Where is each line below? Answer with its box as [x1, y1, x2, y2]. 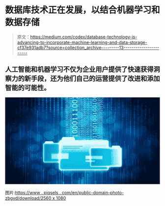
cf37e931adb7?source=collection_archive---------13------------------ [17, 45, 160, 51]
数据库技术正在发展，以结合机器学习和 [5, 4, 161, 16]
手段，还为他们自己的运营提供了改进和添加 [30, 75, 160, 83]
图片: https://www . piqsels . [5, 190, 61, 196]
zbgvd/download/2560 [5, 195, 52, 201]
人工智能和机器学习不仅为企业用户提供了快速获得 [5, 65, 154, 74]
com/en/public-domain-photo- [61, 190, 124, 196]
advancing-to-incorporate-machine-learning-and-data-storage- [17, 39, 147, 45]
